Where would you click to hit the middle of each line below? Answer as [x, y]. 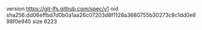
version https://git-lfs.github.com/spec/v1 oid [62, 9]
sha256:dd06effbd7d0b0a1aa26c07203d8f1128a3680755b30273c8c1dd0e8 [101, 15]
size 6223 [45, 21]
